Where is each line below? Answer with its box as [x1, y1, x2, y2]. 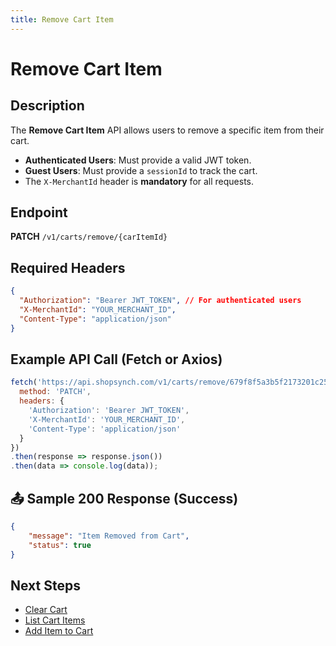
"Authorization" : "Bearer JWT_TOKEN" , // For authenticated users [19, 296, 302, 306]
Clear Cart [24, 604, 68, 616]
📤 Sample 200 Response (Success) [10, 490, 239, 507]
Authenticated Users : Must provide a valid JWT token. [24, 154, 252, 166]
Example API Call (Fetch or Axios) [10, 351, 223, 368]
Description [10, 97, 85, 115]
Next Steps [10, 577, 81, 594]
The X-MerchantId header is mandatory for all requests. [24, 175, 255, 187]
